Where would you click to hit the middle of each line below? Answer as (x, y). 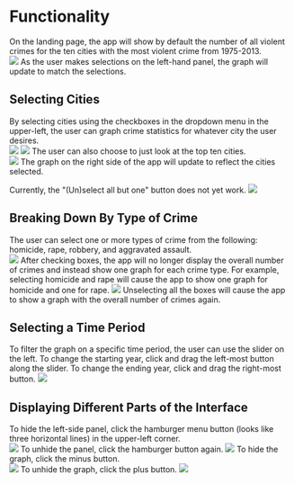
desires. (24, 140)
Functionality (60, 17)
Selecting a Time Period (77, 327)
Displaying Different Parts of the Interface (129, 407)
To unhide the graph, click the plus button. (99, 470)
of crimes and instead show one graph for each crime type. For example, (144, 269)
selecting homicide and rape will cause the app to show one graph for (138, 279)
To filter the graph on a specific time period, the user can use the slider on (147, 349)
